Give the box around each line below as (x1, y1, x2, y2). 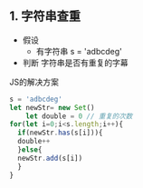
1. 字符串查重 (9, 8, 81, 25)
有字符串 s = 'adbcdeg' (35, 45, 122, 56)
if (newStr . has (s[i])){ (17, 128, 103, 138)
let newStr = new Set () (9, 103, 95, 112)
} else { (17, 145, 43, 154)
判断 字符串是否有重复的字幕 (22, 57, 129, 68)
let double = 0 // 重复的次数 (25, 112, 133, 121)
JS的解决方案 (9, 76, 59, 87)
